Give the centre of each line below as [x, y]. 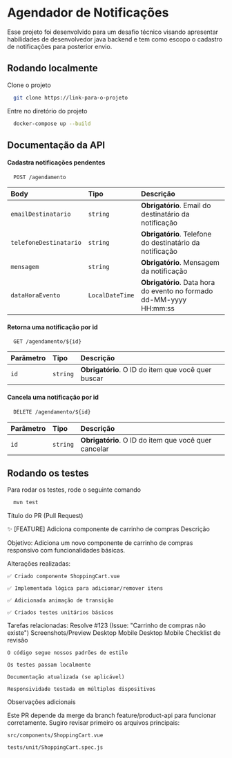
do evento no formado [177, 291]
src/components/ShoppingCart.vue [55, 736]
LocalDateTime [111, 296]
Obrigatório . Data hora [178, 283]
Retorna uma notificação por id [52, 327]
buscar [92, 378]
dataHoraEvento [36, 296]
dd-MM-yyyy [164, 300]
